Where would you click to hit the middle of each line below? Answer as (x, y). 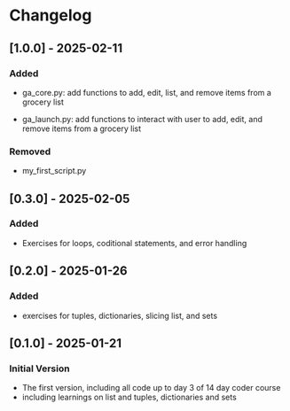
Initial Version (39, 368)
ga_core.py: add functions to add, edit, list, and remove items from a (147, 92)
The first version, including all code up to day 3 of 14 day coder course (151, 388)
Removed (30, 151)
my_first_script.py (54, 171)
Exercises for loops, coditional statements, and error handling (134, 243)
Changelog (51, 16)
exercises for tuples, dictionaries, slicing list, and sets (120, 315)
